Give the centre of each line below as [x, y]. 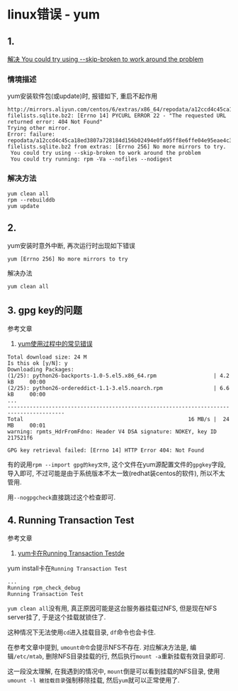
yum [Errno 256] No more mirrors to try [68, 259]
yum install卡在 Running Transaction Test [67, 568]
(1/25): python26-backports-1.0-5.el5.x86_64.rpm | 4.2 [119, 376]
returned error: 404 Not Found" [55, 122]
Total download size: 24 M [47, 357]
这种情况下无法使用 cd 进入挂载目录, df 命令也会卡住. [81, 632]
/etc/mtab [28, 657]
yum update [23, 206]
